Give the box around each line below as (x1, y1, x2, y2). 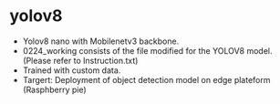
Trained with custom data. (22, 65, 121, 76)
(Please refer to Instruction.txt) (22, 55, 139, 66)
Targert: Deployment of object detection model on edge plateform (22, 74, 271, 85)
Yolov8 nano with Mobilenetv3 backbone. (22, 36, 180, 47)
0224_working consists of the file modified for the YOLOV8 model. (22, 45, 273, 56)
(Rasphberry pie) (22, 84, 87, 95)
